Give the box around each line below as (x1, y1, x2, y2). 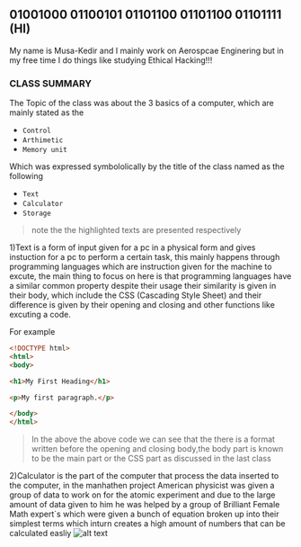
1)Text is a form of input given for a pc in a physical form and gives (9, 242, 256, 253)
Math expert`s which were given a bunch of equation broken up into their (9, 508, 279, 520)
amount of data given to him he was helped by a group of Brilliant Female (9, 499, 280, 510)
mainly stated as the (9, 107, 84, 118)
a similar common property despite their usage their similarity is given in (9, 281, 277, 291)
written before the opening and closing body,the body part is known (31, 444, 284, 454)
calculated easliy (9, 528, 72, 539)
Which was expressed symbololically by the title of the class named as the (9, 161, 285, 172)
